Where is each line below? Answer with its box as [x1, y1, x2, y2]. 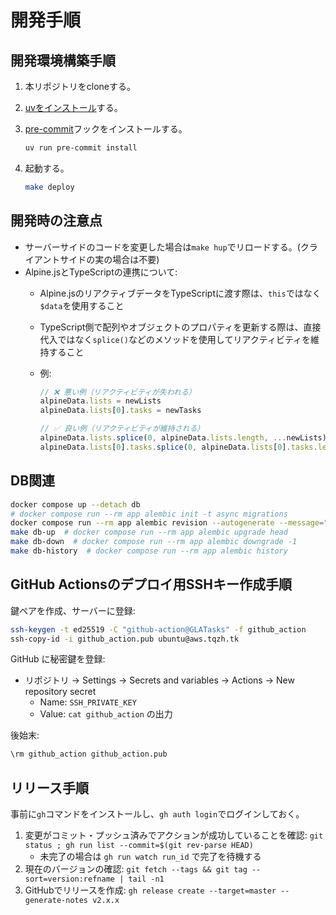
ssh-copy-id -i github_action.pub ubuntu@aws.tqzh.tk [10, 634, 240, 644]
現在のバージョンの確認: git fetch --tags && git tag [24, 863, 248, 875]
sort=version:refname [24, 874, 115, 885]
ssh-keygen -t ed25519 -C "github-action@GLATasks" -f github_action [10, 624, 307, 635]
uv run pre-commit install [24, 143, 138, 153]
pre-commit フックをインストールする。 [24, 123, 188, 135]
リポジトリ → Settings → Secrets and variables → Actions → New [24, 674, 295, 686]
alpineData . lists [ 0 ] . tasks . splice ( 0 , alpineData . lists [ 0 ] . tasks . [39, 442, 318, 452]
